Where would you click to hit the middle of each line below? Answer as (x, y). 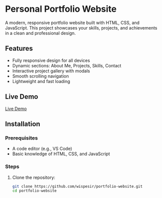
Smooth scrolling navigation (40, 76)
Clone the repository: (34, 177)
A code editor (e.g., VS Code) (42, 149)
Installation (23, 124)
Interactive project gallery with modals (51, 71)
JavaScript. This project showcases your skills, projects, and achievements (81, 28)
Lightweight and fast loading (41, 81)
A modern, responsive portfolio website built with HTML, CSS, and (72, 23)
